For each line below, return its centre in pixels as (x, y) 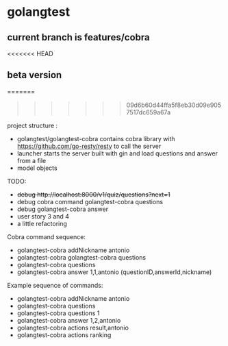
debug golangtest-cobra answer (62, 209)
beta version (35, 75)
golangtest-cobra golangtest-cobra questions (81, 257)
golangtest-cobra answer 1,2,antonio (69, 320)
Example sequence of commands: (55, 285)
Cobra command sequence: (46, 236)
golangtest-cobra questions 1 (58, 313)
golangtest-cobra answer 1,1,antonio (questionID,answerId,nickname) (114, 272)
